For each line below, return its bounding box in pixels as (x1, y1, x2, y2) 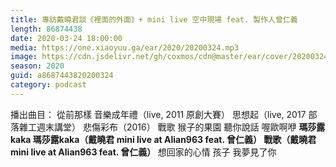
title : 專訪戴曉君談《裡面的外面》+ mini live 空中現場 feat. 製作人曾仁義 (10, 14, 298, 25)
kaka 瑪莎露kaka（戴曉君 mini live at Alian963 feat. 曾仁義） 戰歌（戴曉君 (10, 133, 317, 145)
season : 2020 (10, 61, 65, 71)
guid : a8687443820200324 (10, 71, 114, 81)
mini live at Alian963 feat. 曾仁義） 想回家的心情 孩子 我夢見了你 (10, 146, 277, 158)
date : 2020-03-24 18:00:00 (10, 33, 123, 43)
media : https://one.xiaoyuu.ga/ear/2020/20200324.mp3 (10, 42, 240, 53)
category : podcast (10, 80, 87, 90)
